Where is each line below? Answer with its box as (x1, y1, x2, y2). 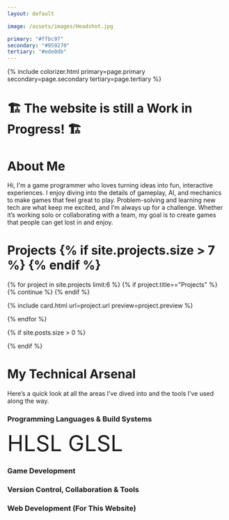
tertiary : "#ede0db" (7, 48, 68, 56)
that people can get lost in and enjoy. (7, 218, 113, 227)
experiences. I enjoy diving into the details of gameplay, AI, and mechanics (7, 189, 222, 197)
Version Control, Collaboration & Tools (7, 485, 139, 495)
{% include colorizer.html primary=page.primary (7, 68, 145, 76)
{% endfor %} (7, 315, 47, 323)
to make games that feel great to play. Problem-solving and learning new (7, 196, 216, 204)
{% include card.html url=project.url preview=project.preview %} (7, 301, 194, 310)
